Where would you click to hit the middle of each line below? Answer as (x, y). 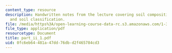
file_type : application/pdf (35, 29)
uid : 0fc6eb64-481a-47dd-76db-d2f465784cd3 (52, 43)
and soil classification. (38, 19)
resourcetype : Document (31, 33)
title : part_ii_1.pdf (28, 38)
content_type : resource (31, 10)
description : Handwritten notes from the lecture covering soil (75, 15)
